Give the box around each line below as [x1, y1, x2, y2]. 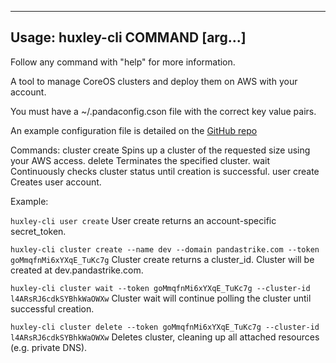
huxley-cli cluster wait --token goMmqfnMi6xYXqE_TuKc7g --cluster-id [10, 283, 311, 293]
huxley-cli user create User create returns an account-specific [10, 214, 277, 226]
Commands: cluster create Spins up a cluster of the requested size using [10, 144, 311, 156]
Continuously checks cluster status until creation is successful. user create [10, 165, 320, 177]
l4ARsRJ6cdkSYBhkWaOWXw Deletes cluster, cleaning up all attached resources [10, 331, 320, 343]
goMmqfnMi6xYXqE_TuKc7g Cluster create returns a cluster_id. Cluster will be [10, 253, 315, 265]
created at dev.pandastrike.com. [10, 264, 144, 276]
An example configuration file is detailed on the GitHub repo [10, 124, 258, 136]
